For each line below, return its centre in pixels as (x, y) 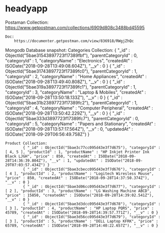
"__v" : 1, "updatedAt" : (76, 161)
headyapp (27, 9)
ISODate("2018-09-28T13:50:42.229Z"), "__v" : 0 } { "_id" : (65, 113)
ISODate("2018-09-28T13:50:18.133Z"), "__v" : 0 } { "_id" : (64, 97)
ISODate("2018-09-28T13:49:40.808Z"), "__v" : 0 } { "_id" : (65, 82)
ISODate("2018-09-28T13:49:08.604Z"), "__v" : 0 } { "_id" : (65, 66)
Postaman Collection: (27, 22)
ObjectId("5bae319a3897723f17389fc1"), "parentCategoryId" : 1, (71, 87)
